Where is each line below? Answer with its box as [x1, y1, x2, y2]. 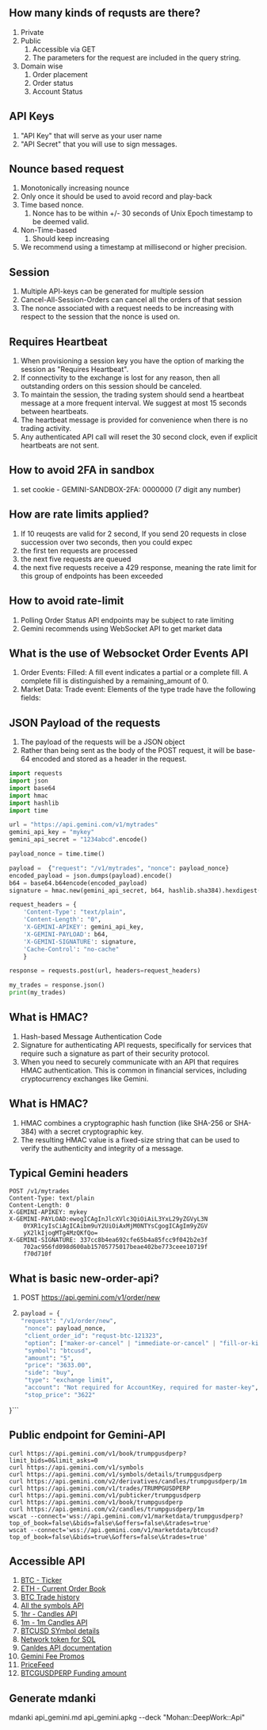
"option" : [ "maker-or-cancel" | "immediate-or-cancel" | [24, 1339, 216, 1347]
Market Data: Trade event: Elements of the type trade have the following [20, 685, 256, 694]
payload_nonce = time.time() [9, 850, 105, 858]
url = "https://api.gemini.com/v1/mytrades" [9, 820, 158, 829]
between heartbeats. [20, 407, 90, 417]
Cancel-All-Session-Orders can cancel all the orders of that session [20, 295, 242, 304]
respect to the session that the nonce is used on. [20, 312, 181, 321]
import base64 [9, 784, 56, 792]
